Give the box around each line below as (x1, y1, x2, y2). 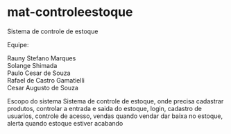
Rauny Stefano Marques (7, 53, 76, 62)
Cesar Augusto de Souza (7, 83, 78, 92)
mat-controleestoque (7, 4, 133, 20)
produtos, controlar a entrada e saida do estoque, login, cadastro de (7, 104, 203, 112)
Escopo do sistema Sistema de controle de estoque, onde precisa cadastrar (7, 97, 224, 105)
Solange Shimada (7, 61, 58, 69)
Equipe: (7, 40, 29, 49)
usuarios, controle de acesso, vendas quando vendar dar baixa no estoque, (7, 112, 223, 120)
